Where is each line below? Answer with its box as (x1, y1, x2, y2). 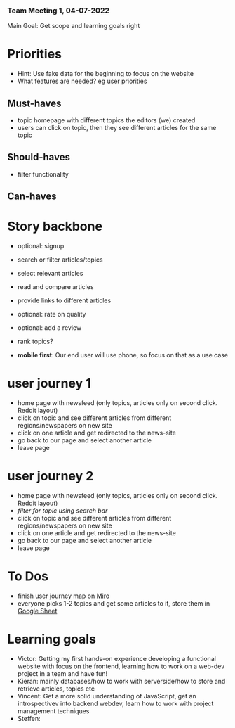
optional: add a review (17, 324, 82, 332)
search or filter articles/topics (17, 255, 103, 264)
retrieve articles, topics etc (17, 684, 95, 693)
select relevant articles (17, 269, 83, 278)
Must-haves (7, 97, 62, 109)
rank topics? (17, 337, 54, 346)
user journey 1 (7, 376, 91, 392)
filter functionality (17, 170, 69, 178)
